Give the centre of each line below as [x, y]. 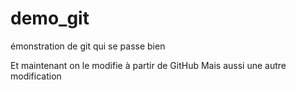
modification [36, 76]
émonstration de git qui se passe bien [88, 46]
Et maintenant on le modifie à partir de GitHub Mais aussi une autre [148, 65]
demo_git [50, 18]
